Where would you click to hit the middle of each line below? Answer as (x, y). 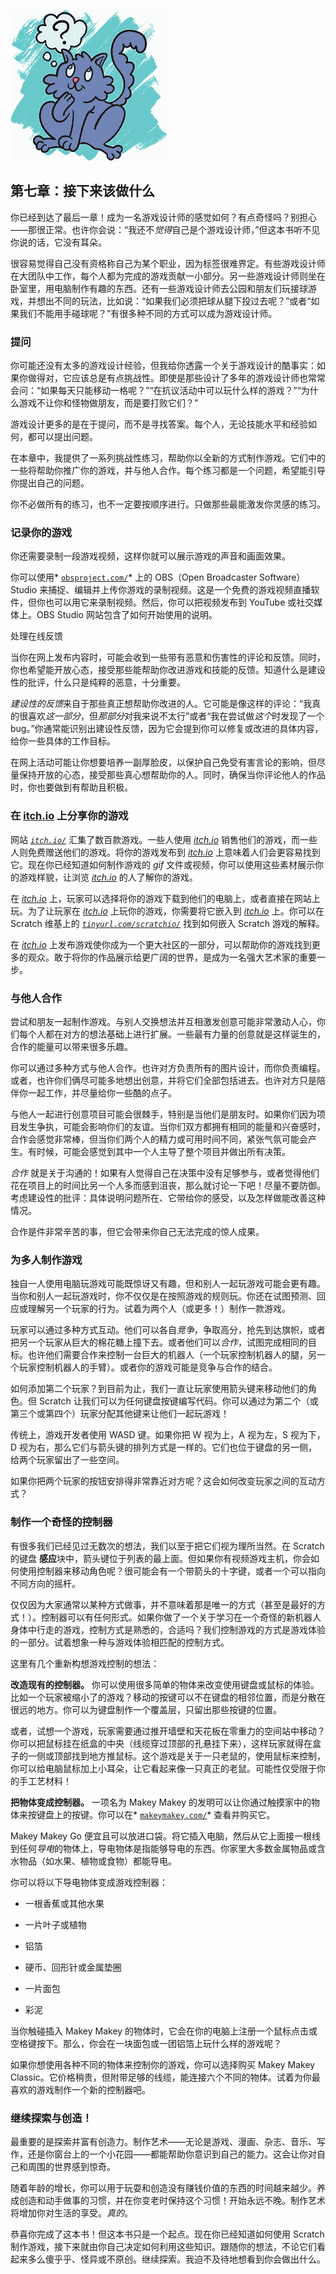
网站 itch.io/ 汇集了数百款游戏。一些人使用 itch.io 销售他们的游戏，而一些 (164, 839)
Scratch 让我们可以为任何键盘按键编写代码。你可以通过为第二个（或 (178, 1401)
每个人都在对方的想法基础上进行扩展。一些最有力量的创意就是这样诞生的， (172, 1034)
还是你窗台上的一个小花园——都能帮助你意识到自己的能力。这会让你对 (172, 2154)
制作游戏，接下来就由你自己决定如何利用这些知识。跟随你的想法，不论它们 (163, 2246)
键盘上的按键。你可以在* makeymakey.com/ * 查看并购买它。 (156, 1814)
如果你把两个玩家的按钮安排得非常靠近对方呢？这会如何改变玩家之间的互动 (163, 1481)
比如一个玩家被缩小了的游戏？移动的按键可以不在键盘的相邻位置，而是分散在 (168, 1697)
